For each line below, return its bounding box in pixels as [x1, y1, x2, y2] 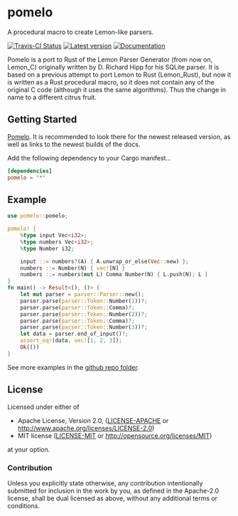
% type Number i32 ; [20, 245, 75, 252]
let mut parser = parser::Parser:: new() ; [20, 291, 144, 298]
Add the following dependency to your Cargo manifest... [7, 153, 172, 162]
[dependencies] [7, 168, 53, 175]
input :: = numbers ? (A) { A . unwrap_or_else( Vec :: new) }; [20, 258, 190, 265]
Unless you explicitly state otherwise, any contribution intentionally [7, 478, 203, 487]
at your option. [7, 445, 50, 454]
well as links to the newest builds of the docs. [7, 140, 141, 148]
